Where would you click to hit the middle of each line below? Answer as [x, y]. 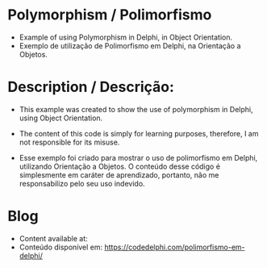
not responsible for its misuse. [69, 142]
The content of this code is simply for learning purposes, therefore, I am [139, 133]
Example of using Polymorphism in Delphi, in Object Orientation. [126, 37]
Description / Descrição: [91, 87]
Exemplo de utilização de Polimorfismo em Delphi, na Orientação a [130, 45]
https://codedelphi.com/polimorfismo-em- [174, 247]
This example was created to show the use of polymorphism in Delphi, [136, 109]
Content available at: [53, 238]
